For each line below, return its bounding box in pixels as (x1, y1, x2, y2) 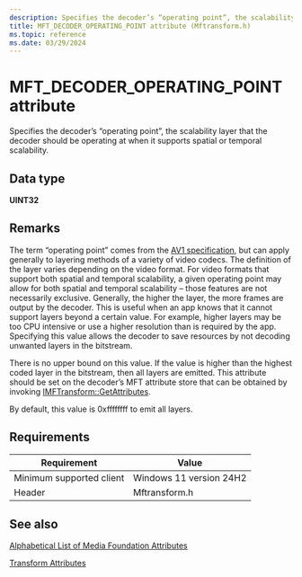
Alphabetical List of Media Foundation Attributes (9, 540, 188, 551)
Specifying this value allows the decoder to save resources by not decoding (9, 330, 290, 342)
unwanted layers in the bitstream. (9, 340, 133, 351)
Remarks (9, 221, 61, 236)
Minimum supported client (13, 471, 125, 484)
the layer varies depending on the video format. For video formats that (9, 263, 270, 274)
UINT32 (9, 195, 40, 205)
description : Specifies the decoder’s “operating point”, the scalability (9, 13, 296, 22)
